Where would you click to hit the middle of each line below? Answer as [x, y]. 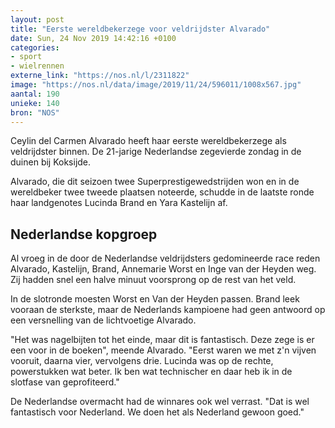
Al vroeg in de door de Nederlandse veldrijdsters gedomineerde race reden [165, 258]
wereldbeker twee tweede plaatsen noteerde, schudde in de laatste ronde [162, 192]
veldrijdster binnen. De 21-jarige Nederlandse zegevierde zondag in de [156, 152]
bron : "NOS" [35, 112]
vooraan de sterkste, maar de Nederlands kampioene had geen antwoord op [168, 310]
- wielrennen [37, 66]
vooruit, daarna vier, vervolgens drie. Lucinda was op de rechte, [142, 361]
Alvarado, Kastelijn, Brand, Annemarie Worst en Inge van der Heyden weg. [163, 269]
